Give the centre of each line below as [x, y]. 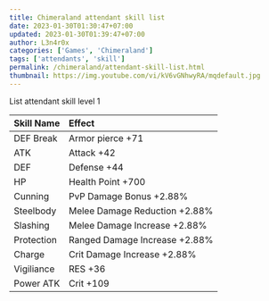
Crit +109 [89, 283]
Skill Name [37, 123]
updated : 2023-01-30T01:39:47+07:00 [77, 34]
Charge [29, 254]
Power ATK [37, 283]
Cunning [32, 196]
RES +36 [87, 269]
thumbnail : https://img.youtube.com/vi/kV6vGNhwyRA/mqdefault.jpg [135, 76]
